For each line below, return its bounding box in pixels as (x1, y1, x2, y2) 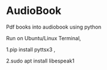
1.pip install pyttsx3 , (6, 45, 56, 53)
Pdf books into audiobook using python (6, 23, 102, 30)
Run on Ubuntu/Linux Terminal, (6, 34, 81, 41)
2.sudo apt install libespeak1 (6, 57, 75, 64)
